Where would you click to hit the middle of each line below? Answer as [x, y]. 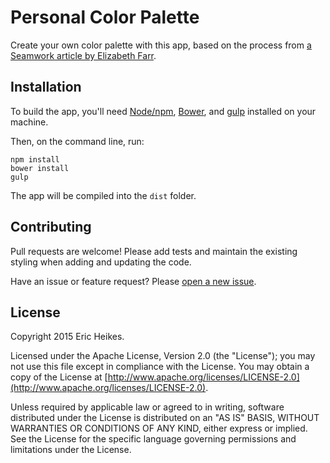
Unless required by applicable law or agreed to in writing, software [147, 407]
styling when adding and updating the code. [101, 262]
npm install [35, 159]
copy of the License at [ [59, 377]
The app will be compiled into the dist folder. [103, 195]
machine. [29, 122]
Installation [46, 87]
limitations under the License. [71, 450]
